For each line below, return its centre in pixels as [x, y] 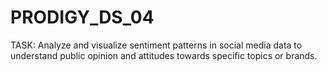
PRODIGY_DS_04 [82, 17]
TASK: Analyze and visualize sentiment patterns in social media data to [156, 45]
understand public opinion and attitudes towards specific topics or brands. [164, 55]
